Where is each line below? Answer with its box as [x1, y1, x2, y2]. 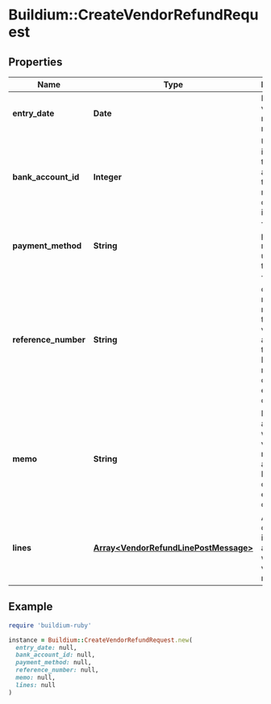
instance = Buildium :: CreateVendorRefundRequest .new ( [8, 636, 194, 644]
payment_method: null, [15, 659, 92, 667]
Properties [8, 55, 63, 69]
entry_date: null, [15, 643, 78, 651]
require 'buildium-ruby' [8, 621, 92, 630]
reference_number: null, [15, 666, 99, 674]
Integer [93, 171, 123, 183]
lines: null [15, 681, 56, 689]
